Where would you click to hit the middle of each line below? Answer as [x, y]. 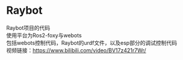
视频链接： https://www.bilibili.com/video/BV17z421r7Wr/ [76, 50]
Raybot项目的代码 [28, 28]
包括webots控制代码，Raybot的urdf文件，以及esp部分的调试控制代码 [92, 43]
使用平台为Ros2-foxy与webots [44, 35]
